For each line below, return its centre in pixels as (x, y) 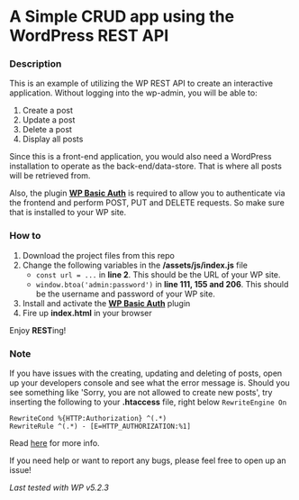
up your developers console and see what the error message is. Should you (149, 383)
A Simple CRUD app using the (122, 17)
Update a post (49, 120)
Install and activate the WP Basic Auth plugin (106, 303)
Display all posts (53, 139)
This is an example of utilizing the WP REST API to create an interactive (141, 84)
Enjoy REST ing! (38, 330)
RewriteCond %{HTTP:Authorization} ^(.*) (88, 419)
